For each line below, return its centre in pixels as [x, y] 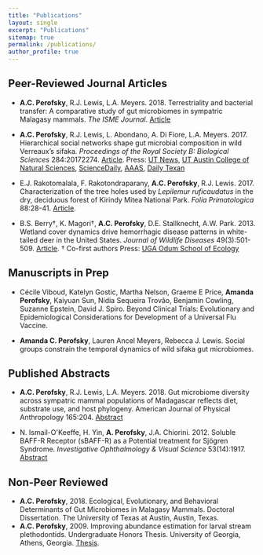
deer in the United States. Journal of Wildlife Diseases [127, 239]
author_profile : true [44, 52]
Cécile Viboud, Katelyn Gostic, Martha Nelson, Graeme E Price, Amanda [136, 292]
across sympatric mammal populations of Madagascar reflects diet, [129, 400]
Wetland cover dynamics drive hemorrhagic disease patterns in [122, 232]
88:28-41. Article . [47, 208]
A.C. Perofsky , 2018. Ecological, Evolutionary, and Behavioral [119, 501]
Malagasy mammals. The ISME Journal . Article [95, 119]
